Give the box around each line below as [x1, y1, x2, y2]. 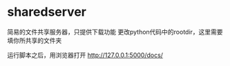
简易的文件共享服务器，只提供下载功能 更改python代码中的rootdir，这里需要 [7, 27, 223, 36]
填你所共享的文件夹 [7, 36, 62, 45]
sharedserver [7, 4, 86, 20]
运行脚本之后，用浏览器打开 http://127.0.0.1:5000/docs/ [7, 51, 164, 59]
